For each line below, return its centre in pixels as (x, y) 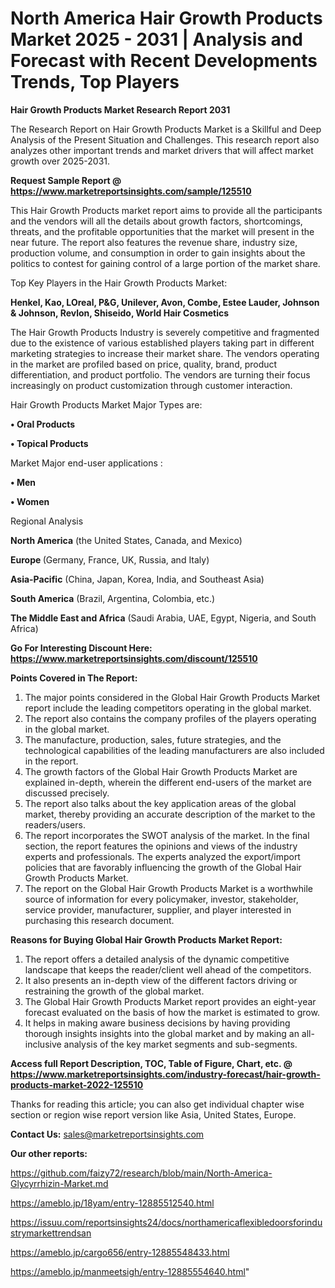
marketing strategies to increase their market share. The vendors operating (165, 353)
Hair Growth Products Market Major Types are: (106, 404)
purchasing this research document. (99, 920)
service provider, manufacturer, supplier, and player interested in (158, 909)
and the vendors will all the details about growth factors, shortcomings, (156, 221)
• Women (30, 501)
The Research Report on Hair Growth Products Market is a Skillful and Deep (166, 129)
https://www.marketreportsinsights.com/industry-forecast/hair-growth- (165, 1074)
